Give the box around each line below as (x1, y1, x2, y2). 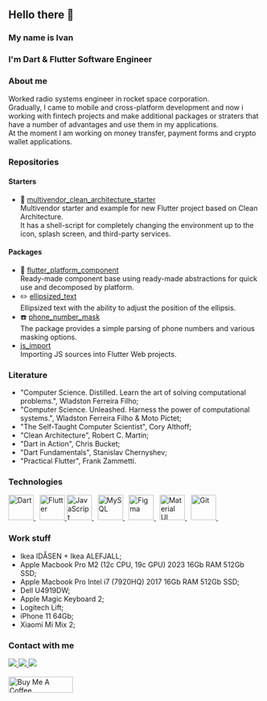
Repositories (8, 156, 60, 168)
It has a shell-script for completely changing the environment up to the (19, 220, 255, 230)
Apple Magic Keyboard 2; (19, 594, 105, 604)
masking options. (19, 332, 78, 342)
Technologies (8, 476, 63, 487)
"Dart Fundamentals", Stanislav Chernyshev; (19, 448, 167, 458)
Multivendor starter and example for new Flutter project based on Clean (19, 203, 258, 213)
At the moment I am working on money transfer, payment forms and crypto (8, 128, 257, 138)
